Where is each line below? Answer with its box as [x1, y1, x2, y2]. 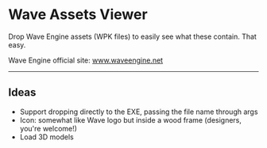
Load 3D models [19, 132, 74, 142]
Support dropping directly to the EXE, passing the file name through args [19, 107, 258, 116]
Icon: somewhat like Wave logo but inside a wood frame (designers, [19, 115, 242, 124]
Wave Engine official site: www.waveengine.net [8, 55, 164, 65]
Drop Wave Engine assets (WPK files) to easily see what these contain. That [8, 32, 257, 41]
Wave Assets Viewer [8, 6, 149, 24]
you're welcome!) [19, 123, 78, 133]
